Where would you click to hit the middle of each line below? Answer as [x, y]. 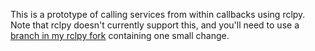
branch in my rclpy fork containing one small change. [120, 35]
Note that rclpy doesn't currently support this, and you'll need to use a [155, 25]
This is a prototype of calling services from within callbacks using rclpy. [158, 14]
